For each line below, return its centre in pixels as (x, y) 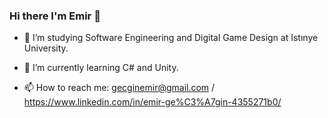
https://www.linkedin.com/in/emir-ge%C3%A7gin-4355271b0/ (152, 102)
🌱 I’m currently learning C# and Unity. (101, 68)
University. (46, 48)
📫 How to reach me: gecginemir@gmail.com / (119, 88)
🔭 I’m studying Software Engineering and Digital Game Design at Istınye (171, 38)
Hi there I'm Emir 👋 (55, 16)
